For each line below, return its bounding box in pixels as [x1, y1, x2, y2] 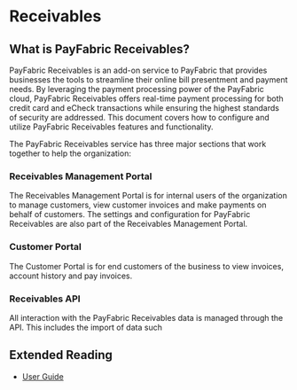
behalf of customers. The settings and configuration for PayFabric [9, 209, 251, 220]
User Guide [21, 370, 64, 382]
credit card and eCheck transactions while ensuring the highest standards [9, 103, 279, 113]
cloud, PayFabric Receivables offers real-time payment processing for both [9, 93, 284, 104]
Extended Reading [9, 347, 113, 363]
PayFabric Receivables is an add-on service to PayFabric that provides [9, 65, 268, 75]
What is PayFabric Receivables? [9, 42, 191, 57]
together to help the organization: [9, 148, 131, 159]
